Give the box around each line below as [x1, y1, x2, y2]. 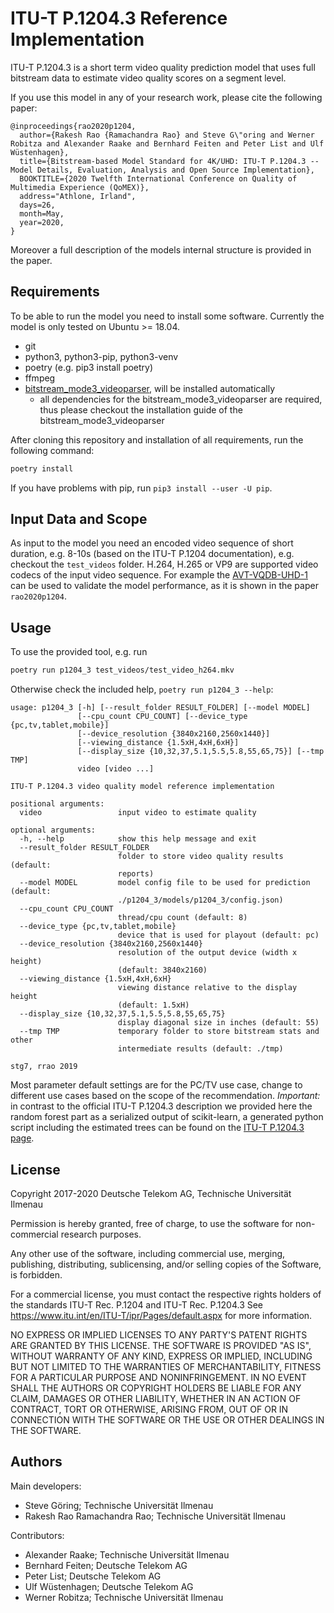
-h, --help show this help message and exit [19, 834, 257, 844]
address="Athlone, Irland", [19, 191, 137, 201]
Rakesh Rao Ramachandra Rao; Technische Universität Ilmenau [24, 1510, 286, 1522]
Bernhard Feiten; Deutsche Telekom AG [24, 1559, 188, 1571]
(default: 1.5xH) [117, 1000, 190, 1011]
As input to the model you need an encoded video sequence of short [10, 537, 294, 549]
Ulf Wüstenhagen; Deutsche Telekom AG [24, 1580, 194, 1592]
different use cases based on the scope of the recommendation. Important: [10, 1090, 321, 1102]
